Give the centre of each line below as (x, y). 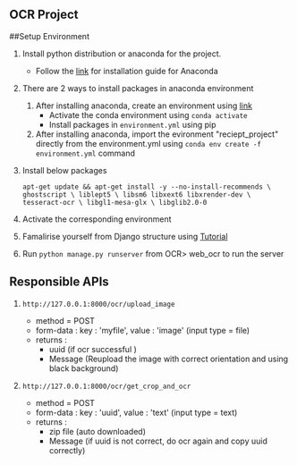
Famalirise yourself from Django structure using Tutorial (125, 236)
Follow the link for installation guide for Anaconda (127, 71)
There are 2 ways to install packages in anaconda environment (138, 88)
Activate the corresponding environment (97, 219)
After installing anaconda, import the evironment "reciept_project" (157, 134)
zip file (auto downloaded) (97, 431)
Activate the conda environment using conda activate (148, 114)
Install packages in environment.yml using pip (132, 124)
